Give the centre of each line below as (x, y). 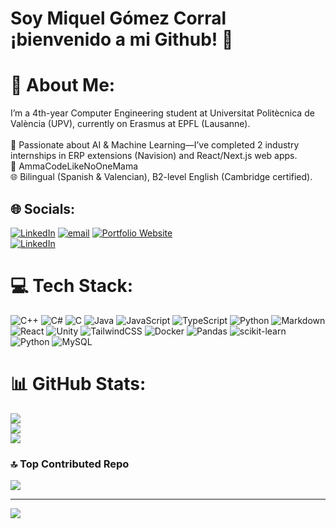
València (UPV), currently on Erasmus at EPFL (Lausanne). (130, 124)
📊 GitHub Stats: (78, 384)
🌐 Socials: (43, 208)
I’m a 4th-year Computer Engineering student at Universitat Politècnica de (162, 113)
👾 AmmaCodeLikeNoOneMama (74, 166)
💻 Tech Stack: (72, 286)
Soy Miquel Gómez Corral (118, 18)
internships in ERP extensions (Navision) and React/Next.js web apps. (154, 156)
